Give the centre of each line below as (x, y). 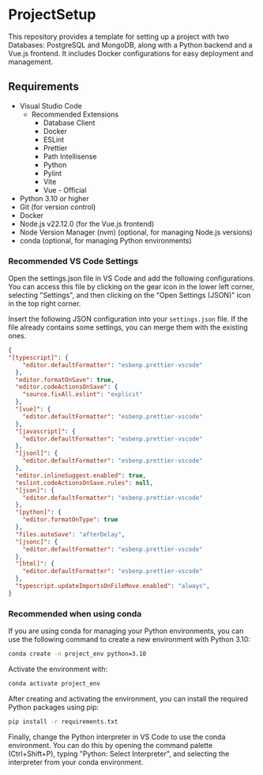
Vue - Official (65, 190)
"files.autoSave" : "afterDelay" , (70, 534)
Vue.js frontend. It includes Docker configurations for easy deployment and (131, 53)
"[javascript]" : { (46, 431)
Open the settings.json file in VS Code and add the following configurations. (131, 278)
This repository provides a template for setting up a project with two (119, 36)
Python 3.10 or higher (54, 198)
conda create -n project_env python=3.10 (77, 654)
